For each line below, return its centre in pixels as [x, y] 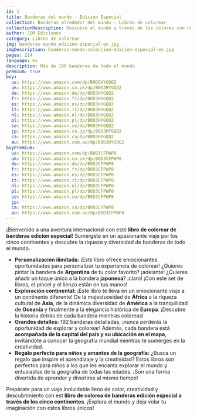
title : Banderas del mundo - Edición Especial [64, 17]
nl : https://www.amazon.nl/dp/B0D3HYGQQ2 [63, 115]
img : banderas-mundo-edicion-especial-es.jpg [62, 45]
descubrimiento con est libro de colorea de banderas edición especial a [94, 395]
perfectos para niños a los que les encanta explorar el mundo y [91, 365]
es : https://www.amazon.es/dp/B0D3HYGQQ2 [63, 104]
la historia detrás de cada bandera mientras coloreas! [79, 316]
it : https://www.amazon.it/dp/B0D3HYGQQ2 [63, 110]
